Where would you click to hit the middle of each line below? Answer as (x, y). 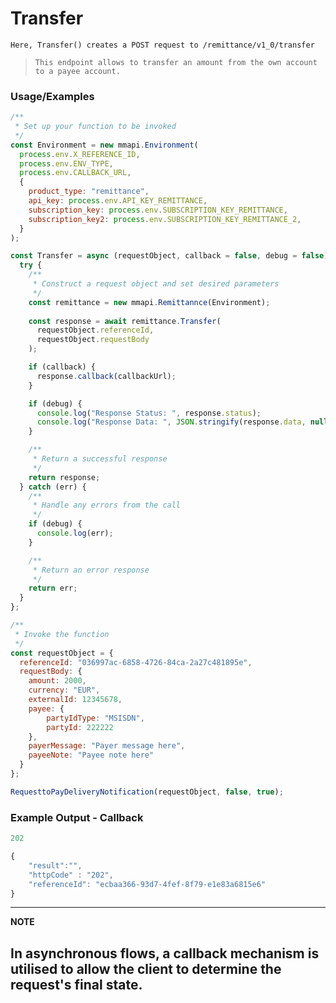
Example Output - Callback (77, 817)
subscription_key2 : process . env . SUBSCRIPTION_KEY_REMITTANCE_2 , (165, 219)
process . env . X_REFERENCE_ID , (80, 154)
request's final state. (76, 984)
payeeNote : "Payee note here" (91, 755)
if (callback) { (62, 367)
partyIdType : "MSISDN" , (95, 718)
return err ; (53, 588)
